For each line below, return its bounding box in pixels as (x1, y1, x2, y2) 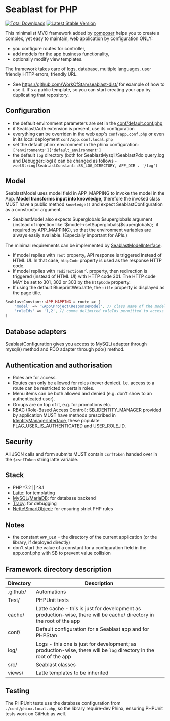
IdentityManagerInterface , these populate (12, 417, 100, 423)
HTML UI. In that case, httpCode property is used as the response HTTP (12, 257, 162, 263)
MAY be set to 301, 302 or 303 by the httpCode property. (12, 278, 131, 285)
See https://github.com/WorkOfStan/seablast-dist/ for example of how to (12, 81, 165, 87)
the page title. (12, 290, 42, 296)
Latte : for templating (12, 490, 55, 496)
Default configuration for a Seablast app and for (35, 625, 149, 632)
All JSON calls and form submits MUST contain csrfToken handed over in (5, 451, 158, 457)
